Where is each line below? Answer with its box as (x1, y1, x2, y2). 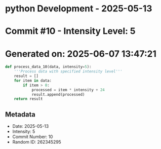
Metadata (5, 110, 36, 118)
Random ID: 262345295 (12, 139, 62, 145)
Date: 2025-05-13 (12, 123, 49, 129)
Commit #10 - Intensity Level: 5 (5, 26, 136, 37)
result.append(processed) (31, 92, 85, 97)
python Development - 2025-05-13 (5, 3, 152, 14)
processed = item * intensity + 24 (31, 87, 105, 92)
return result (14, 97, 43, 102)
